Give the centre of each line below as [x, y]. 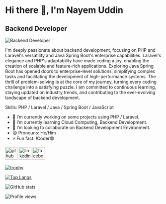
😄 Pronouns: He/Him [34, 133]
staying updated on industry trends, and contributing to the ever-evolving [80, 92]
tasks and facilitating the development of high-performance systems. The [81, 76]
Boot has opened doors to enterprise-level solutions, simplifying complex [80, 71]
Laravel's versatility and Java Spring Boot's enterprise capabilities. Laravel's [83, 55]
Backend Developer [36, 29]
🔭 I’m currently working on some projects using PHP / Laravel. [76, 117]
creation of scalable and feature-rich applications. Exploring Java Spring [80, 66]
